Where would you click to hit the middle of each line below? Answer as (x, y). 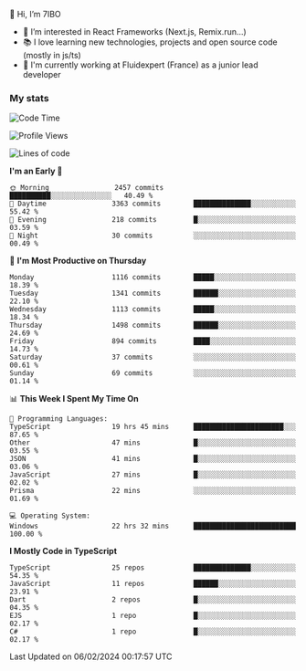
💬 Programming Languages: (58, 419)
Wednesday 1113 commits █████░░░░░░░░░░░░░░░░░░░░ (153, 309)
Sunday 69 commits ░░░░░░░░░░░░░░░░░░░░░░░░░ (153, 373)
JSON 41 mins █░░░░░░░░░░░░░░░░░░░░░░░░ (153, 459)
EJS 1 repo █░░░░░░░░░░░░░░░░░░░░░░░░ (153, 616)
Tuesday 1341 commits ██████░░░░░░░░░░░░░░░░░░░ (153, 294)
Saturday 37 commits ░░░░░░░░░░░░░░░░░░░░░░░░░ (153, 357)
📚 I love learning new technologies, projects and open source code (150, 42)
